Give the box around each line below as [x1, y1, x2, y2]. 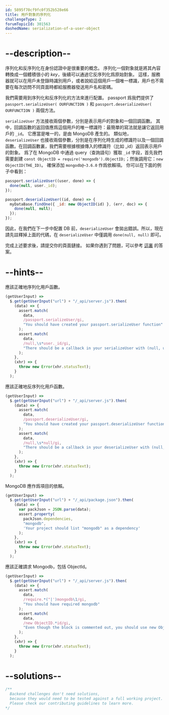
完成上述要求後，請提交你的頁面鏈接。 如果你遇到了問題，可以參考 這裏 [5, 242, 153, 248]
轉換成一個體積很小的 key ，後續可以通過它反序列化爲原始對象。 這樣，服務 [5, 72, 160, 78]
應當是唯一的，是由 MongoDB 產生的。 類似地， [32, 131, 132, 137]
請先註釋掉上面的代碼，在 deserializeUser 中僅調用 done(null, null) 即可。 [5, 232, 164, 238]
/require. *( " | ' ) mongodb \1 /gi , [23, 597, 87, 602]
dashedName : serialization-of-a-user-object [5, 26, 100, 31]
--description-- [5, 48, 71, 59]
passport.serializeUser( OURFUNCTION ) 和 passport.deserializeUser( [5, 101, 152, 107]
